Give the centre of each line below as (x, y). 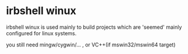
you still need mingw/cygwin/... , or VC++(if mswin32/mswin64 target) (91, 45)
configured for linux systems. (42, 33)
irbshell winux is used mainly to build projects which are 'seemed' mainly (94, 27)
